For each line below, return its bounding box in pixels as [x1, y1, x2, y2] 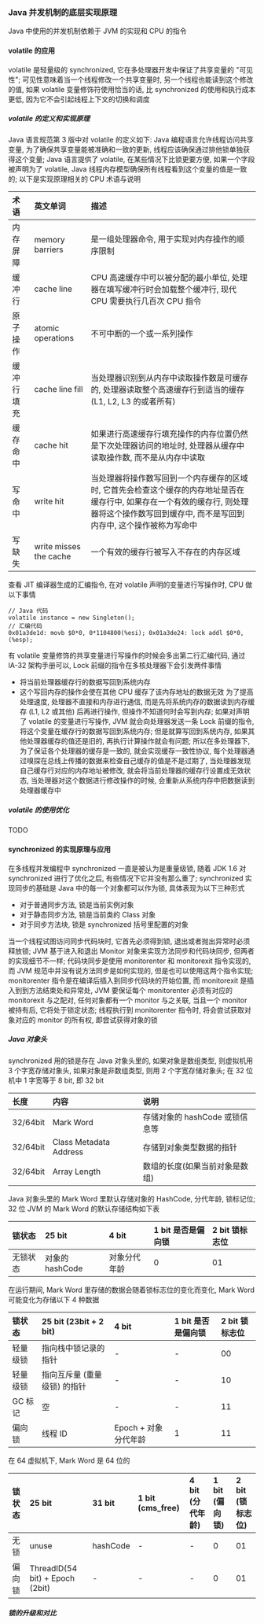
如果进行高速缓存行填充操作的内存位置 [90, 429, 233, 440]
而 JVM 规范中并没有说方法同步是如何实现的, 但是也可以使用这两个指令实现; [8, 965, 254, 975]
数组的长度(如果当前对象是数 [142, 1161, 249, 1172]
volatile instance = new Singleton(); [8, 614, 135, 622]
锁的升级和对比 [8, 1608, 57, 1618]
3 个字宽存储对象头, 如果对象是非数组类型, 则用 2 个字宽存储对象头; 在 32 [8, 1065, 245, 1075]
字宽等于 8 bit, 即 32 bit [28, 1076, 104, 1085]
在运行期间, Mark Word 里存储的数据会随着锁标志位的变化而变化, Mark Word [8, 1285, 255, 1294]
